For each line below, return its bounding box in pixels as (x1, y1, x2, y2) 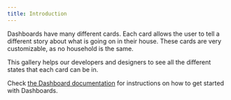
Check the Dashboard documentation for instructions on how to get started (7, 78, 224, 87)
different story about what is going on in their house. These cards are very (7, 36, 222, 45)
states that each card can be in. (7, 65, 99, 73)
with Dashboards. (7, 86, 58, 94)
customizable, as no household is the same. (7, 44, 134, 52)
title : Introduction (7, 10, 68, 17)
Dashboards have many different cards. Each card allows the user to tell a (7, 29, 220, 38)
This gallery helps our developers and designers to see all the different (7, 57, 211, 66)
